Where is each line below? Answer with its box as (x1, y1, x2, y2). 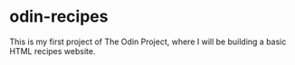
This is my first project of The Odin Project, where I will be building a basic (9, 36, 287, 47)
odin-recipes (9, 6, 109, 27)
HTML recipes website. (9, 45, 96, 56)
